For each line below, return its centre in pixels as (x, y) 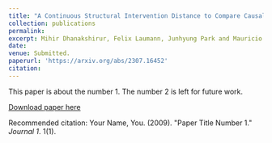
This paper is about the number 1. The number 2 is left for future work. (126, 91)
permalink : (27, 31)
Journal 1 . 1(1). (32, 131)
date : (17, 46)
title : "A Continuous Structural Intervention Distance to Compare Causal (137, 16)
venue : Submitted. (39, 53)
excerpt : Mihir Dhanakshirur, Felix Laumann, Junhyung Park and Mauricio (136, 38)
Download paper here (45, 107)
